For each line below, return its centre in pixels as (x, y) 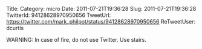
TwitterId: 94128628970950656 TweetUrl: (59, 15)
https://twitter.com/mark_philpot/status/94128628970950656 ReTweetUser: (101, 21)
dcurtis (15, 28)
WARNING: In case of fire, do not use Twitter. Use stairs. (76, 40)
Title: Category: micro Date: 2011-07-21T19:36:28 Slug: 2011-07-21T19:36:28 (101, 9)
